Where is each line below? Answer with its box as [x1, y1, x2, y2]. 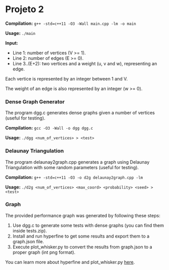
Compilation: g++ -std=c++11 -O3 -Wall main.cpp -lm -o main [5, 20, 137, 26]
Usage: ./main [5, 30, 35, 36]
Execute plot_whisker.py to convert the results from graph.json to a [12, 244, 153, 250]
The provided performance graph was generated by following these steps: [5, 212, 160, 218]
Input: [5, 40, 18, 46]
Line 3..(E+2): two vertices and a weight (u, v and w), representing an [12, 60, 157, 66]
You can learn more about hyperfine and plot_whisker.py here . [5, 259, 135, 265]
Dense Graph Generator [5, 98, 65, 105]
